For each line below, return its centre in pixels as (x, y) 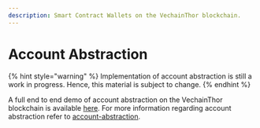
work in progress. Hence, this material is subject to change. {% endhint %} (129, 84)
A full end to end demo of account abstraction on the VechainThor (115, 100)
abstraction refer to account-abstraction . (74, 116)
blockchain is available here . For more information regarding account (120, 108)
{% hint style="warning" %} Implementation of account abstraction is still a (130, 76)
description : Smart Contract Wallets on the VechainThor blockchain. (125, 15)
